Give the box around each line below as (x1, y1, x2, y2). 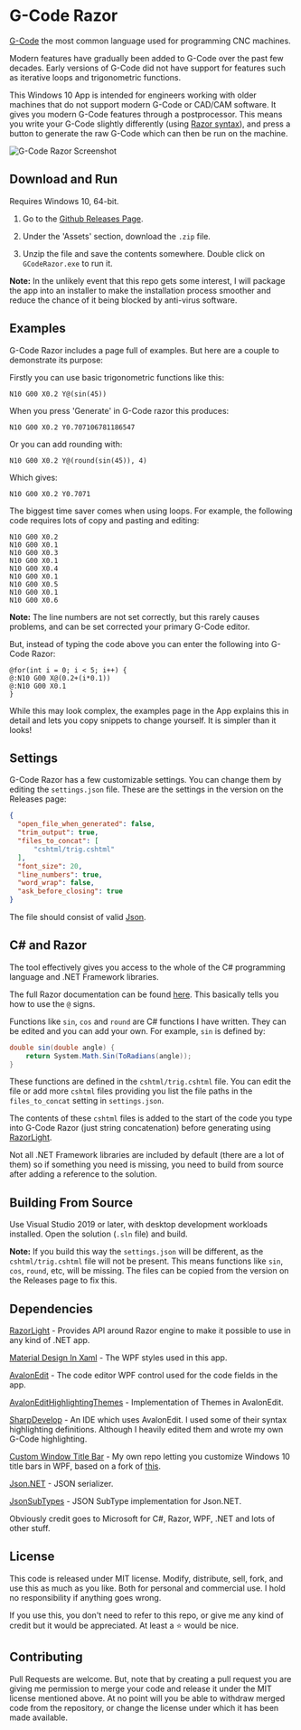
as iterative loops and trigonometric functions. (9, 71, 182, 82)
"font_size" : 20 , (17, 861, 83, 870)
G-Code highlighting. (9, 1434, 88, 1444)
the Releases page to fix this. (9, 1275, 118, 1286)
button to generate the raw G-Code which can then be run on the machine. (9, 127, 288, 138)
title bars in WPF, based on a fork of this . (9, 1461, 161, 1471)
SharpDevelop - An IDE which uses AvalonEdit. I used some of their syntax (9, 1415, 287, 1425)
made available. (9, 1712, 68, 1723)
